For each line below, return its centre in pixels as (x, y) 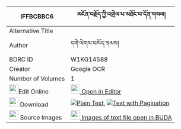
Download (34, 104)
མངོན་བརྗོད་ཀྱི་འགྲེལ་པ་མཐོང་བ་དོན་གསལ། (121, 14)
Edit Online (34, 91)
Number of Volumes (37, 78)
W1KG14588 (89, 59)
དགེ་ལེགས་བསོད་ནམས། (95, 43)
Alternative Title (31, 31)
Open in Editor (101, 91)
